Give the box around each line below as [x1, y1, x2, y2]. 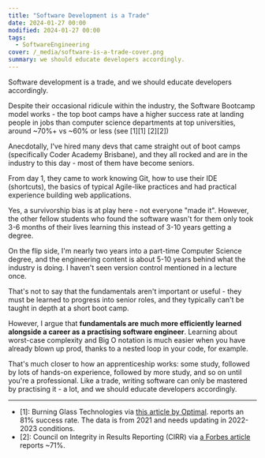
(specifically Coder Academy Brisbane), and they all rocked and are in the [8, 149, 248, 159]
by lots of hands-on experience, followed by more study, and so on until [8, 367, 242, 377]
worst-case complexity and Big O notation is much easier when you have [8, 335, 246, 344]
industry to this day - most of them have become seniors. [8, 158, 195, 167]
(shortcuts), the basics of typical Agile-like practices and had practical [8, 182, 237, 191]
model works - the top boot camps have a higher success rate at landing [8, 109, 244, 118]
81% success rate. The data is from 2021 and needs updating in [19, 415, 227, 425]
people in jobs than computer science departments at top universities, [8, 118, 236, 127]
